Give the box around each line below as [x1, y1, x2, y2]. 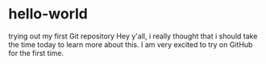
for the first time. [8, 48, 64, 58]
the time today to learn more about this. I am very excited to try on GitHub [8, 39, 253, 49]
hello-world [8, 5, 89, 23]
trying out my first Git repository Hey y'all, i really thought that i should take [8, 31, 258, 41]
